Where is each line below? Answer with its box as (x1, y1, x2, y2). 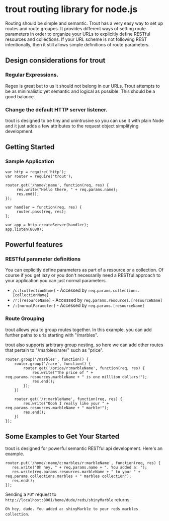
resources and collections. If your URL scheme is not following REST (5, 36, 147, 42)
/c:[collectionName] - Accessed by (12, 287, 87, 293)
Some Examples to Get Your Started (5, 432, 120, 440)
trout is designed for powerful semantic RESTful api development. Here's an (5, 445, 163, 451)
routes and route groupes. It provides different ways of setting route (5, 25, 146, 31)
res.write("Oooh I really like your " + (23, 401, 109, 406)
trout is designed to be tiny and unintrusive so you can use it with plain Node (5, 117, 164, 123)
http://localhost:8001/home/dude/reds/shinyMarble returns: (5, 497, 131, 503)
